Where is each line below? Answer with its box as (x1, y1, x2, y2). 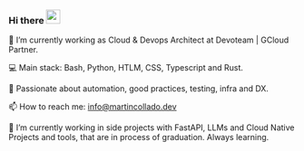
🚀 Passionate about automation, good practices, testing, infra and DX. (8, 83, 270, 94)
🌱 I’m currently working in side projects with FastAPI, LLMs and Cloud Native (8, 122, 295, 133)
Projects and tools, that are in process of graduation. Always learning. (8, 132, 270, 143)
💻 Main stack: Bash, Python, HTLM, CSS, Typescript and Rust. (8, 62, 244, 73)
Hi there (8, 14, 44, 26)
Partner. (8, 44, 38, 55)
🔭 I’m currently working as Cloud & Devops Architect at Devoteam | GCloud (8, 34, 289, 45)
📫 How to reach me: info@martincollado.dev (8, 101, 178, 112)
